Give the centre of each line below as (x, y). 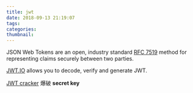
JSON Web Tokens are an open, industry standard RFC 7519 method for (97, 52)
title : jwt (20, 12)
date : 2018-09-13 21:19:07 (41, 18)
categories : (21, 29)
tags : (13, 23)
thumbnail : (20, 35)
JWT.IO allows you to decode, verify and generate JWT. (77, 70)
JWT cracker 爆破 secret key (43, 83)
